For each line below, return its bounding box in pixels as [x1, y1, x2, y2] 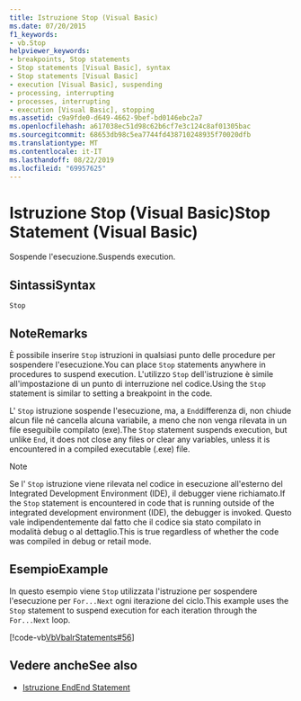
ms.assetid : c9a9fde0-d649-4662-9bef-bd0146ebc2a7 [9, 113, 203, 122]
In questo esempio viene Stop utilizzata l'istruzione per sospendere [9, 586, 258, 597]
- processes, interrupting [9, 96, 111, 106]
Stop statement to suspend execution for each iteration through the [9, 605, 258, 616]
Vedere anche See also [9, 658, 137, 673]
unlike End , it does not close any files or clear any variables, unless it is [9, 434, 270, 445]
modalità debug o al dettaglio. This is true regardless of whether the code [9, 526, 279, 536]
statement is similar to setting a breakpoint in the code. [9, 388, 213, 399]
